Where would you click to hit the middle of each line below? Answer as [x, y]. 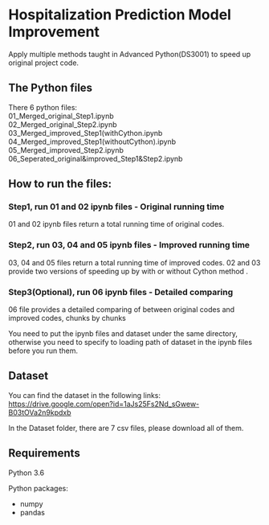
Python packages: [38, 488]
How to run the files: [60, 184]
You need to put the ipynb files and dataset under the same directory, [123, 334]
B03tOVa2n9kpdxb [40, 412]
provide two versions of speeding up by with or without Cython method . [128, 271]
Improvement [54, 32]
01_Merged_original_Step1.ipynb [61, 116]
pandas [33, 512]
